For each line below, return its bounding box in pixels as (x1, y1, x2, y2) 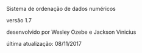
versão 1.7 (6, 17, 32, 23)
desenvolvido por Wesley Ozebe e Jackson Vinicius (6, 28, 137, 36)
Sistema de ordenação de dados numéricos (6, 5, 116, 12)
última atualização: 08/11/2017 (6, 40, 82, 47)
